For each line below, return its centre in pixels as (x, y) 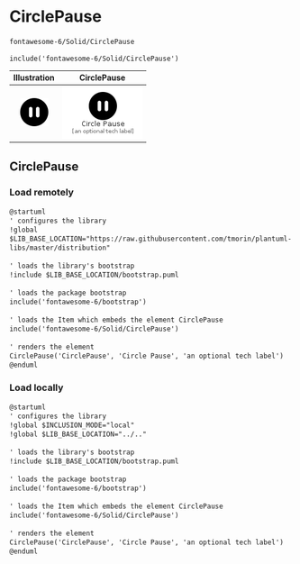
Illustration (34, 77)
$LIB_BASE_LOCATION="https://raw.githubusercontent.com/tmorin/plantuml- (151, 239)
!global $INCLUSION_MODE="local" (72, 425)
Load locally (36, 387)
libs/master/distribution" (60, 248)
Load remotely (42, 192)
